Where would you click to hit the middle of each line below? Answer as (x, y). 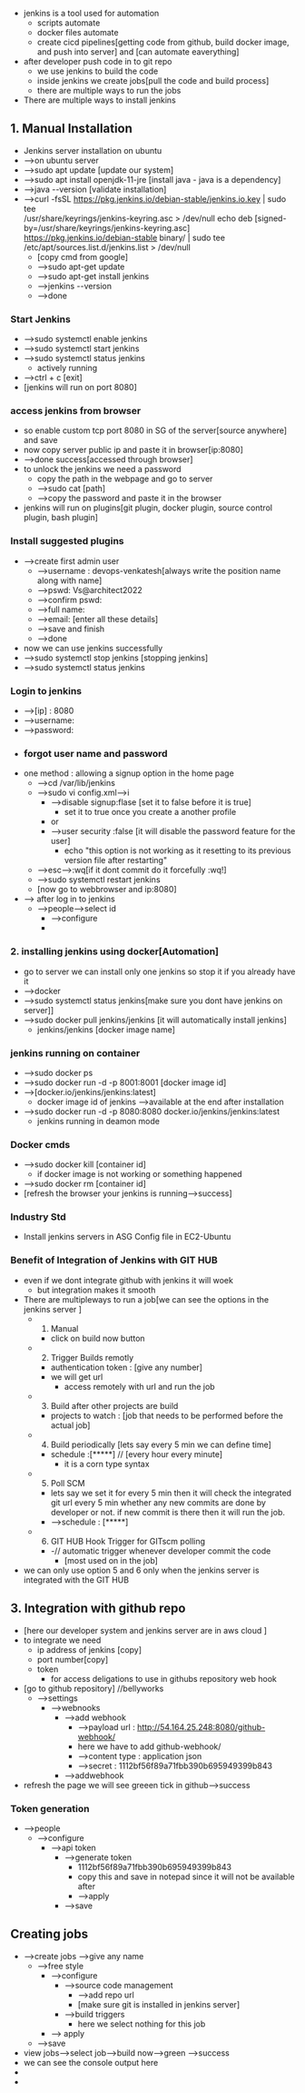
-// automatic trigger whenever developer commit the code (161, 1551)
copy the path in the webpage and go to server (125, 479)
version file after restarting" (115, 860)
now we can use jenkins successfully (93, 648)
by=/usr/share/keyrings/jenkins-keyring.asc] (107, 227)
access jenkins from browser (76, 411)
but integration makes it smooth (96, 1290)
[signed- (271, 218)
